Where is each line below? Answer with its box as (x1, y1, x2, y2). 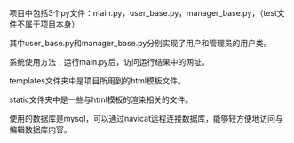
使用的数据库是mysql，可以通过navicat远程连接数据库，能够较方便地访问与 (9, 114, 284, 123)
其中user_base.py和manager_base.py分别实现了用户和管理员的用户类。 (9, 38, 272, 48)
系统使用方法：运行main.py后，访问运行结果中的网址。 (9, 57, 210, 67)
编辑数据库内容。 (9, 124, 72, 135)
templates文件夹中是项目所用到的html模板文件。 (9, 75, 187, 86)
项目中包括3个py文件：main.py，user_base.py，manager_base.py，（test (9, 8, 278, 18)
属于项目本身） (24, 19, 80, 29)
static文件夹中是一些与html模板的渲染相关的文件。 (9, 94, 194, 105)
